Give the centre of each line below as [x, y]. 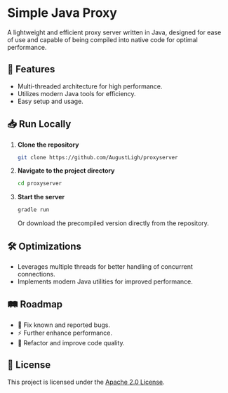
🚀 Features [31, 69]
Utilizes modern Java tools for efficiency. [76, 93]
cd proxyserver [40, 184]
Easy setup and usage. [51, 101]
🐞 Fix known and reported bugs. [64, 325]
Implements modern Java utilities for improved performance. [105, 281]
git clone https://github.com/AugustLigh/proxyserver [98, 157]
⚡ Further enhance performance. [65, 333]
